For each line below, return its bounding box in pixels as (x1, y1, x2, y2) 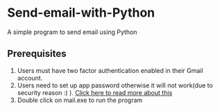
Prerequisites (7, 48, 67, 60)
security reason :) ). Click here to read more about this (17, 88, 173, 96)
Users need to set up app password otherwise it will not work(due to (17, 81, 213, 89)
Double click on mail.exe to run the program (17, 96, 143, 104)
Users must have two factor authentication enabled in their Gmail (17, 66, 203, 74)
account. (17, 74, 43, 82)
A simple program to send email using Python (7, 28, 137, 36)
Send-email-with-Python (7, 5, 155, 21)
